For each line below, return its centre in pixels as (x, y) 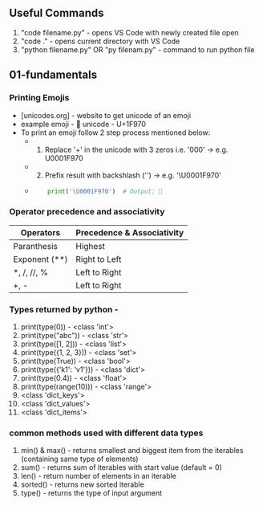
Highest (90, 246)
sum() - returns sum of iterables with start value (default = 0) (121, 467)
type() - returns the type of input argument (91, 493)
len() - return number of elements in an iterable (99, 476)
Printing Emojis (39, 98)
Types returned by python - (64, 309)
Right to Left (99, 259)
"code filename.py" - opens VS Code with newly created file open (129, 32)
